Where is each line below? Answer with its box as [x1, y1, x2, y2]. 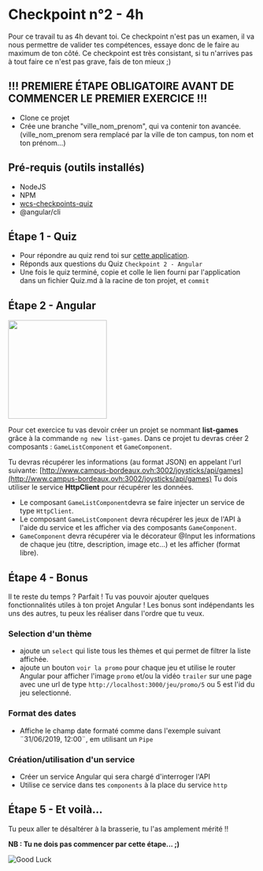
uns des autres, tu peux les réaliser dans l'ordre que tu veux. [8, 609, 205, 618]
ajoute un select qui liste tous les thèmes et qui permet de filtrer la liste [19, 646, 251, 656]
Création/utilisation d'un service [8, 753, 135, 764]
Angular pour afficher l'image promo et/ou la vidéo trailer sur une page [19, 671, 252, 681]
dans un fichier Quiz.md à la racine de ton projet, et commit [19, 276, 210, 286]
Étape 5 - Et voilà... [8, 803, 103, 817]
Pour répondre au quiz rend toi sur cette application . [19, 251, 190, 260]
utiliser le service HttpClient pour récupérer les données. [8, 483, 194, 492]
